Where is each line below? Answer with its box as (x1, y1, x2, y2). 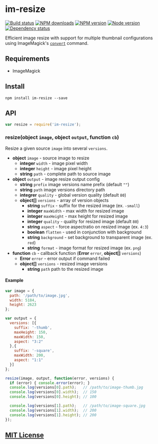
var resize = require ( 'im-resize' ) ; (5, 122, 81, 127)
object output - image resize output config (12, 176, 100, 182)
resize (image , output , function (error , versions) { (5, 376, 114, 381)
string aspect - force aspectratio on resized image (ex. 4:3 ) (27, 223, 149, 229)
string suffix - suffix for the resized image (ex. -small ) (27, 203, 140, 209)
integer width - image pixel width (19, 160, 88, 166)
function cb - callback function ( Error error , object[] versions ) (12, 250, 142, 256)
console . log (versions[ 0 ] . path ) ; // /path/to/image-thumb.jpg (9, 385, 143, 390)
